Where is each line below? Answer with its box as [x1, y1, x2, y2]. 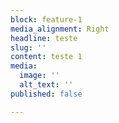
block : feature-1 [10, 14, 83, 25]
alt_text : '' [19, 80, 74, 90]
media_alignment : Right [10, 24, 110, 34]
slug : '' [10, 42, 47, 53]
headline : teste [10, 33, 78, 43]
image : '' [19, 71, 60, 81]
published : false [10, 89, 83, 99]
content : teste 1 [10, 52, 83, 62]
